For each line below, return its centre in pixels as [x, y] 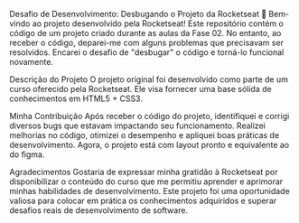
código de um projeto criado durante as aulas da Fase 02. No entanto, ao [145, 33]
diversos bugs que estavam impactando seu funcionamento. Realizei [138, 125]
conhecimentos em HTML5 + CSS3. [76, 98]
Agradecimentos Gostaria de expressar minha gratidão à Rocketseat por [144, 172]
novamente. [32, 62]
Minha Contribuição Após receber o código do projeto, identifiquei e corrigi [149, 116]
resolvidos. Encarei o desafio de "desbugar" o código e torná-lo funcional [147, 52]
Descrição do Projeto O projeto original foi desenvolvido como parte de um [149, 79]
